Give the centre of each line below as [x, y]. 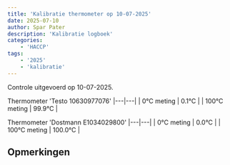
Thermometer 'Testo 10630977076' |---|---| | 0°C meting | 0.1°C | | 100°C [115, 101]
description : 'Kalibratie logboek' [60, 34]
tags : [15, 54]
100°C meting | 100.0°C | [44, 129]
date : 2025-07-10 [33, 21]
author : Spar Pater [36, 27]
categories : [25, 41]
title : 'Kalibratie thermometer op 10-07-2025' [80, 14]
